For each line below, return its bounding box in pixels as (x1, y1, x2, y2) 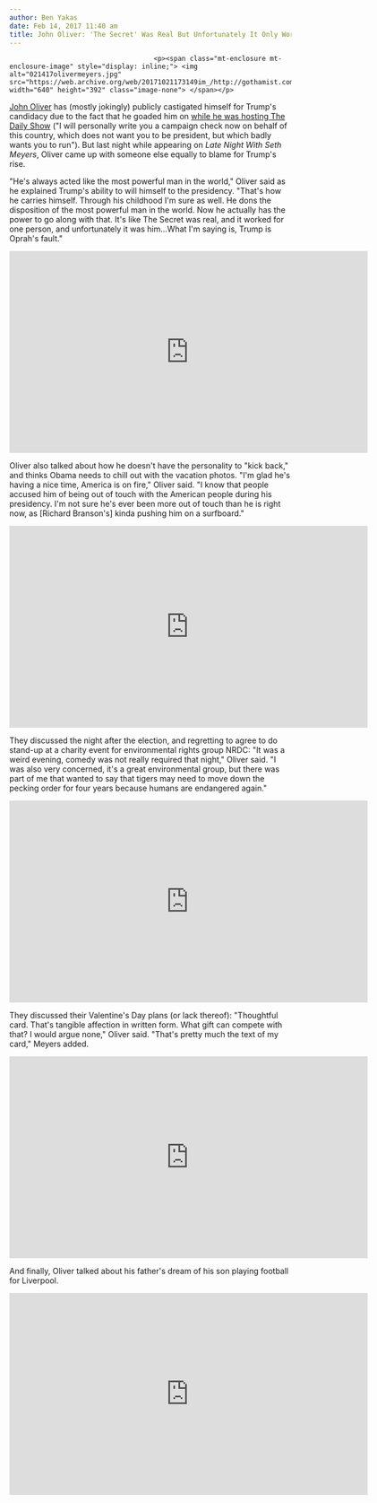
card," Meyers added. (9, 1038, 90, 1050)
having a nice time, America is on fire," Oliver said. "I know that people (9, 479, 270, 490)
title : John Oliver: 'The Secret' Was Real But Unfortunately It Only (9, 30, 278, 39)
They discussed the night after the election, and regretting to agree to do (9, 735, 278, 746)
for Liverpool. (9, 1275, 59, 1286)
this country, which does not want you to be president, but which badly (9, 130, 271, 141)
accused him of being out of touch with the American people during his (9, 489, 272, 500)
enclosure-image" (9, 62, 74, 72)
